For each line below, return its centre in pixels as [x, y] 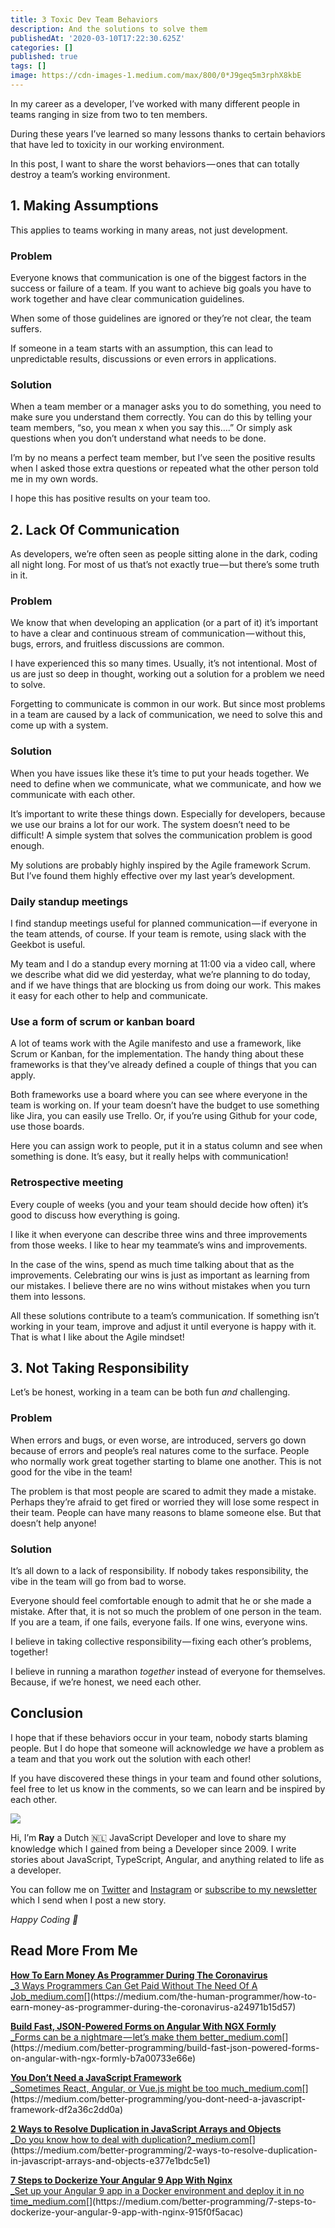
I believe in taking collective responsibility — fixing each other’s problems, [161, 1641]
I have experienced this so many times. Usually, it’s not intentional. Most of [164, 663]
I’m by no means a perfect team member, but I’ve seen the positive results [163, 458]
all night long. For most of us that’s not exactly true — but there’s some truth [165, 565]
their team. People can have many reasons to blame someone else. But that [166, 1512]
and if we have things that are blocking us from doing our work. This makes [166, 985]
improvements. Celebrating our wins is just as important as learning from [160, 1275]
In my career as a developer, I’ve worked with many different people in [155, 103]
